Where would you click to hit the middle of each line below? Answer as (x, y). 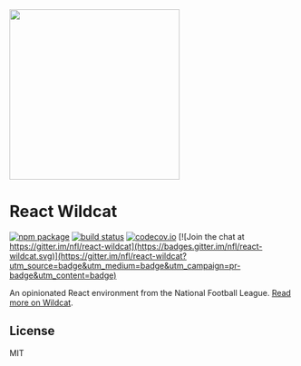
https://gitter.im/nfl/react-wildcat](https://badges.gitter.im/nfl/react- (136, 246)
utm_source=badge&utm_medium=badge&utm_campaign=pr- (125, 265)
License (32, 331)
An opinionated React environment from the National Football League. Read (150, 292)
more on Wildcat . (42, 302)
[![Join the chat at (211, 236)
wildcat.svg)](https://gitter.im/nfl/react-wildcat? (98, 256)
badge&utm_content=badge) (63, 275)
